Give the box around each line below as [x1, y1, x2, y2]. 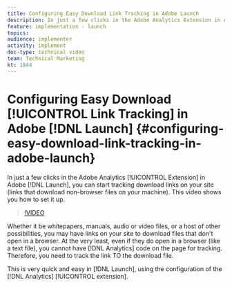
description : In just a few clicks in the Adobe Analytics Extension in [7, 17, 221, 24]
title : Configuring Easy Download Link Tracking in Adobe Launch [7, 10, 199, 17]
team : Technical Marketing [7, 55, 85, 62]
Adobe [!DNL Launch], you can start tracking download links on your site [7, 180, 214, 189]
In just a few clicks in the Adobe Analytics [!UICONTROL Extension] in [7, 173, 206, 181]
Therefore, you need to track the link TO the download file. [7, 251, 174, 259]
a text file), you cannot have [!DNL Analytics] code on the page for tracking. [7, 243, 223, 252]
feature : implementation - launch [7, 23, 107, 30]
